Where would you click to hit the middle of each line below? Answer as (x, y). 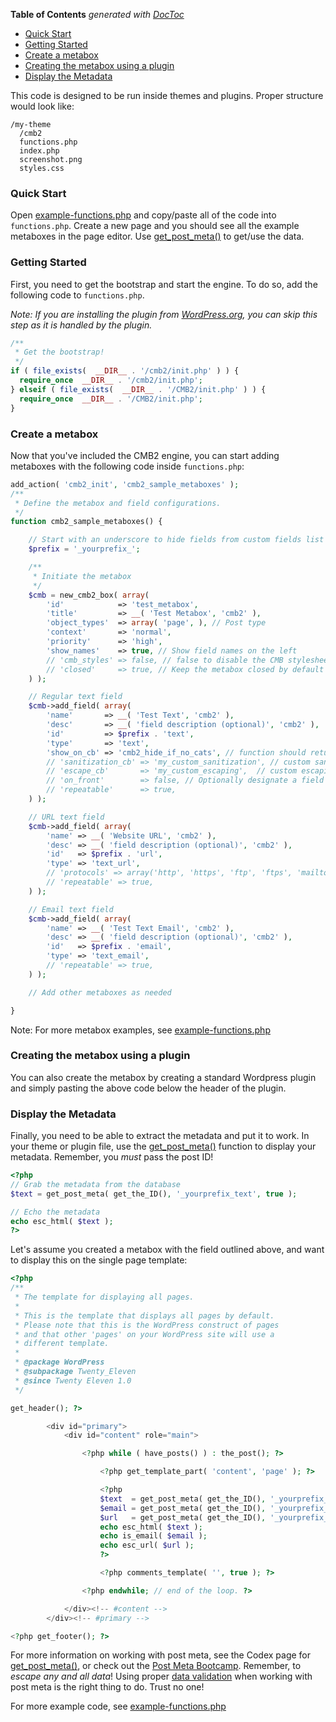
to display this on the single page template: (99, 1260)
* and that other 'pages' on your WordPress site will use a (144, 1334)
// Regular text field (75, 697)
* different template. (62, 1344)
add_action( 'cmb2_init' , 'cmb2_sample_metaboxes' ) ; (125, 484)
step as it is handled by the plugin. (81, 325)
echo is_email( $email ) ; (153, 1536)
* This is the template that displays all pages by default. (144, 1315)
